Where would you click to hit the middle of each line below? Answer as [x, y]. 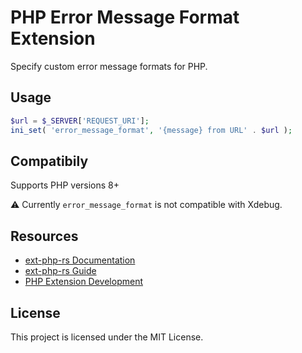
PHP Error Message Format [125, 17]
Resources [44, 236]
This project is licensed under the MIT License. [107, 337]
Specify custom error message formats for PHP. [109, 66]
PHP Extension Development [83, 282]
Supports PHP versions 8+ [65, 185]
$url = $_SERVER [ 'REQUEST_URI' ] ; [80, 121]
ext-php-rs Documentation [80, 260]
